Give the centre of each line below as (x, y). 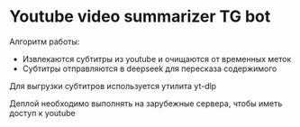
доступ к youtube (42, 113)
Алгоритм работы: (45, 41)
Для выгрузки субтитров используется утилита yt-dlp (113, 86)
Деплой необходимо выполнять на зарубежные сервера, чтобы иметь (146, 103)
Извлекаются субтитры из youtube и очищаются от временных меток (157, 59)
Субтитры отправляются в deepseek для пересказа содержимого (150, 68)
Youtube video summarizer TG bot (140, 17)
